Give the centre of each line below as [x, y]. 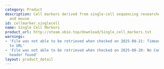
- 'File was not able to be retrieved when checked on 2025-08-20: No [78, 50]
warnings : [15, 37]
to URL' [17, 46]
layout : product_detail [29, 59]
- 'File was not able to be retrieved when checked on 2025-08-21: [75, 41]
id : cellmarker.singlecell [32, 23]
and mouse [19, 18]
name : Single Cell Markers [32, 28]
